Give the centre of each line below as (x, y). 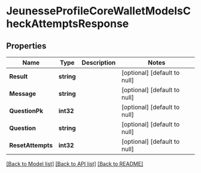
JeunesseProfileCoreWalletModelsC (99, 11)
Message (23, 94)
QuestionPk (26, 111)
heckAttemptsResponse (68, 24)
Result (19, 76)
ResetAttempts (31, 145)
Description (99, 63)
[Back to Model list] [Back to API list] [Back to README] (75, 164)
